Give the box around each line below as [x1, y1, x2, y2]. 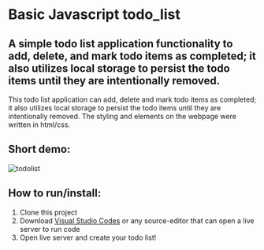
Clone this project [19, 207, 77, 217]
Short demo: [8, 143, 71, 156]
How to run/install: [8, 187, 102, 200]
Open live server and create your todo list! [19, 233, 157, 242]
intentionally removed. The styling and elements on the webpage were [8, 112, 236, 121]
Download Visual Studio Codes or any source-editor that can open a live [19, 215, 255, 226]
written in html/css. [8, 120, 71, 129]
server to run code [19, 224, 80, 233]
